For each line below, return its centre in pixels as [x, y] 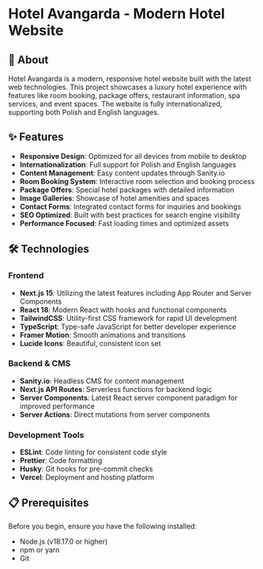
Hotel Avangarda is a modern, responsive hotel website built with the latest [130, 79]
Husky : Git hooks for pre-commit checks [86, 469]
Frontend [26, 276]
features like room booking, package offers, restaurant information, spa [124, 95]
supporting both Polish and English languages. [84, 112]
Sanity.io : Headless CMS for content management [101, 381]
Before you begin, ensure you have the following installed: [103, 526]
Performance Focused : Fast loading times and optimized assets [124, 223]
